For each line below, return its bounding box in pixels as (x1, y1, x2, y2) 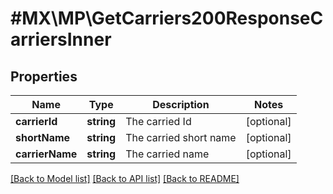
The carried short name (125, 131, 237, 144)
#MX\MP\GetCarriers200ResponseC (10, 7, 324, 30)
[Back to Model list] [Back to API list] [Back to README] (10, 173, 240, 184)
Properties (10, 68, 78, 85)
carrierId (15, 115, 58, 128)
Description (152, 98, 210, 111)
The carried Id (125, 115, 192, 128)
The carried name (125, 147, 210, 161)
